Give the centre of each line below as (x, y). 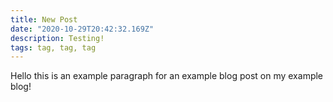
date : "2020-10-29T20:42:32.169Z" (82, 29)
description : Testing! (57, 38)
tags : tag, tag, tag (53, 47)
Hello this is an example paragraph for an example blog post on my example (167, 76)
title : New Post (44, 19)
